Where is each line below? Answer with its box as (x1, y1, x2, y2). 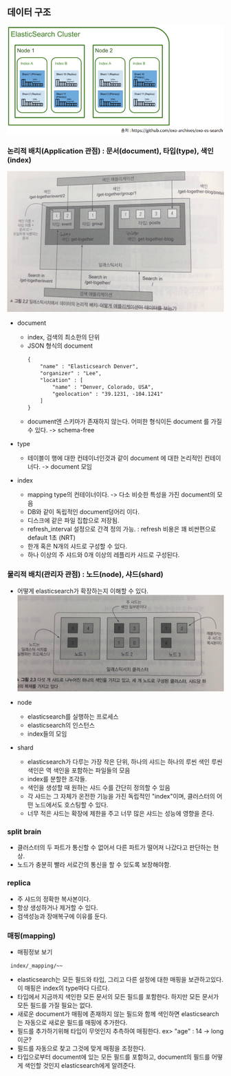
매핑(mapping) (7, 931, 56, 940)
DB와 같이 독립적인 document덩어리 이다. (27, 508, 140, 516)
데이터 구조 (7, 6, 52, 19)
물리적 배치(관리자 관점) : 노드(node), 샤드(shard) (7, 570, 164, 580)
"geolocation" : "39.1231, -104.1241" (52, 391, 164, 398)
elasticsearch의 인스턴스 (27, 721, 95, 730)
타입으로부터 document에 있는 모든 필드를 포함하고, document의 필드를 (16, 1053, 210, 1062)
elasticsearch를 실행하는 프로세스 (27, 713, 119, 721)
